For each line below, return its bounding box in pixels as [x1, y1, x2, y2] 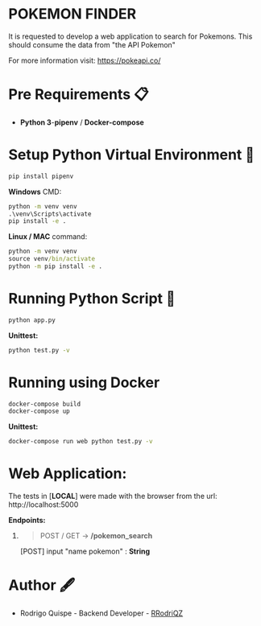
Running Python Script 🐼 [8, 290, 176, 308]
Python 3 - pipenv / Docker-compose [19, 117, 145, 127]
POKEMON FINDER [8, 5, 137, 23]
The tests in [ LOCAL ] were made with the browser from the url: [8, 492, 217, 501]
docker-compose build [8, 400, 81, 408]
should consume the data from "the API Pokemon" [8, 39, 176, 49]
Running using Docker [8, 373, 160, 391]
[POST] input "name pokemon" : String [19, 546, 151, 556]
